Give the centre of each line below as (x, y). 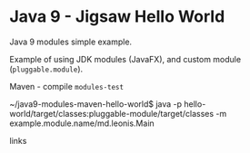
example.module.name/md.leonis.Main (82, 123)
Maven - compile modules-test (67, 86)
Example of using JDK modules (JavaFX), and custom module (125, 59)
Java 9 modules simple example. (71, 42)
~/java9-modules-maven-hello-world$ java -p (96, 104)
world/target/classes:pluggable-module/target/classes (112, 113)
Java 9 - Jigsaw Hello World (117, 17)
